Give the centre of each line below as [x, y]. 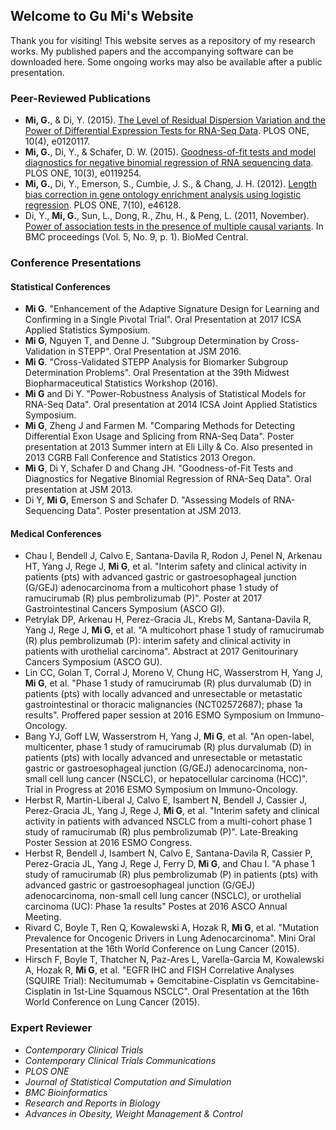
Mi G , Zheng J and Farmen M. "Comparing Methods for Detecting [160, 426]
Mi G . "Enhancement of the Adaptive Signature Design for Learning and [172, 309]
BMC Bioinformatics [66, 1092]
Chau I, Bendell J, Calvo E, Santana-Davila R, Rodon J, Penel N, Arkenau [173, 556]
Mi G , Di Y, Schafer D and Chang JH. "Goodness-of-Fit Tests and [159, 468]
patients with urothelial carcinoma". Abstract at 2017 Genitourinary [161, 651]
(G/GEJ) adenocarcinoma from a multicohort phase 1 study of [151, 588]
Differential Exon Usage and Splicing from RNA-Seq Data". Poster [159, 436]
